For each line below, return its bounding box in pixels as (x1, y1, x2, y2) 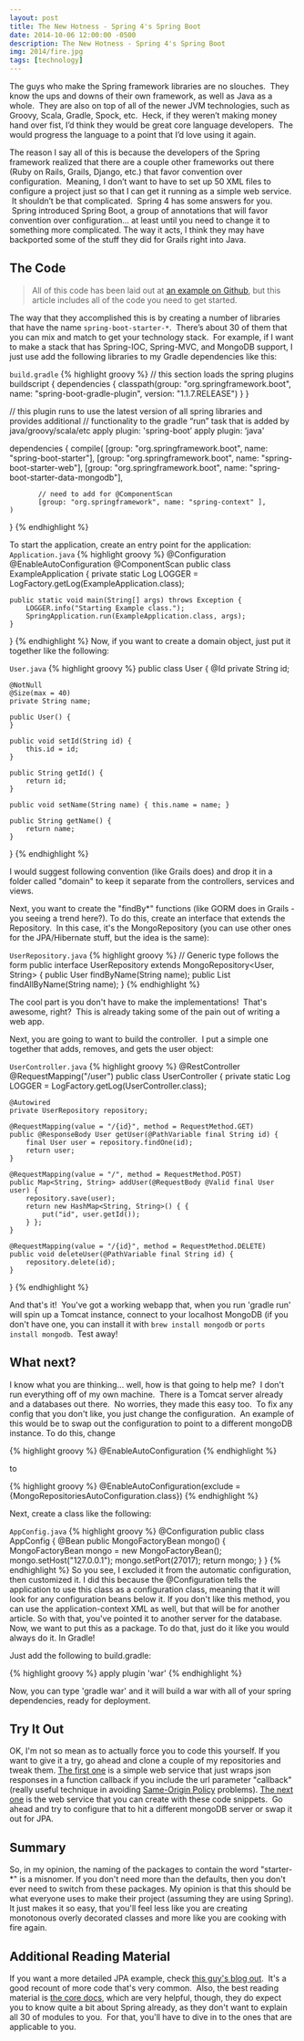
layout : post (9, 13, 59, 23)
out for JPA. (9, 1813, 55, 1825)
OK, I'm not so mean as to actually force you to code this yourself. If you (9, 1745, 280, 1756)
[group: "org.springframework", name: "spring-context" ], (37, 497, 267, 506)
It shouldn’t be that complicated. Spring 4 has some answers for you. (11, 195, 273, 206)
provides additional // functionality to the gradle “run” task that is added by (9, 415, 289, 426)
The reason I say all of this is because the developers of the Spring (9, 147, 261, 158)
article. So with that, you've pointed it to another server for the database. (9, 1612, 282, 1624)
